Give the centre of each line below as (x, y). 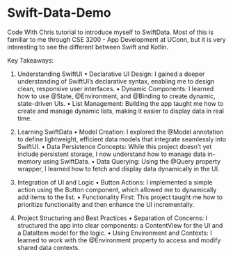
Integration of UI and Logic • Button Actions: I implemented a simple (115, 182)
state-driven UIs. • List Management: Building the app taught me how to (120, 103)
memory (29, 161)
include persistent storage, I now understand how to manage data (112, 154)
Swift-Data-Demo (59, 13)
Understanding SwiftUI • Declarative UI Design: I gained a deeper (111, 74)
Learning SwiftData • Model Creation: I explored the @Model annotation (120, 132)
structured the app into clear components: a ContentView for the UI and (120, 225)
